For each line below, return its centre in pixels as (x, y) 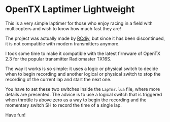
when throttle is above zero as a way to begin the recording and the (76, 100)
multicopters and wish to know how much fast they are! (63, 28)
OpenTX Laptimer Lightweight (70, 9)
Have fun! (15, 115)
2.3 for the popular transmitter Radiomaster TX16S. (58, 58)
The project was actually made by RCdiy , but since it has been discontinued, (85, 38)
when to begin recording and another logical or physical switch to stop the (83, 74)
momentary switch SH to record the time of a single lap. (63, 105)
